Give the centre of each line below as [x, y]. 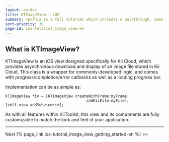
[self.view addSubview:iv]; [35, 105]
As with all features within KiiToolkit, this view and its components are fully [82, 114]
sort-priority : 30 [24, 24]
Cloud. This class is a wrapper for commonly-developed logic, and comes [82, 72]
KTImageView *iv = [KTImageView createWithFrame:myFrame [66, 96]
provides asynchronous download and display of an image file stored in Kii [82, 66]
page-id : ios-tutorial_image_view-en [45, 29]
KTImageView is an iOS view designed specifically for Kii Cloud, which [78, 61]
